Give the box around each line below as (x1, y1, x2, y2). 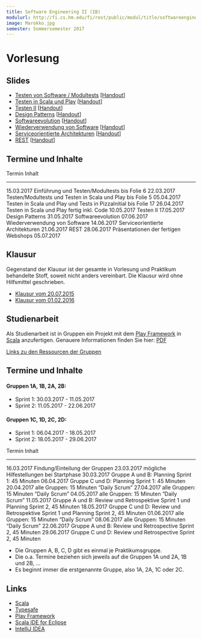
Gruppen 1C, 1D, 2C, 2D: (6, 415, 67, 423)
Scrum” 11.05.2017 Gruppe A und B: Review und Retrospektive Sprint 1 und (6, 497, 191, 504)
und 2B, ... (14, 560, 41, 567)
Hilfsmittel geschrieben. (6, 278, 66, 285)
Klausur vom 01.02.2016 (14, 296, 75, 303)
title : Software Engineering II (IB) (6, 8, 101, 15)
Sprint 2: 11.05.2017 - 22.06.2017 (14, 402, 96, 409)
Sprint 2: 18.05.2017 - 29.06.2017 (14, 435, 97, 443)
